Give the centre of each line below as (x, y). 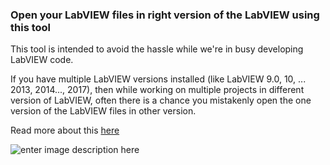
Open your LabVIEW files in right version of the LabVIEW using (165, 15)
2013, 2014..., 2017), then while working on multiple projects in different (157, 90)
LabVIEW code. (42, 60)
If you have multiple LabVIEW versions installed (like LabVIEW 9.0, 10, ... (158, 79)
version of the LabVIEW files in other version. (103, 111)
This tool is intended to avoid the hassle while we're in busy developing (157, 49)
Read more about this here (65, 130)
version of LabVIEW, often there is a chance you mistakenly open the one (161, 100)
